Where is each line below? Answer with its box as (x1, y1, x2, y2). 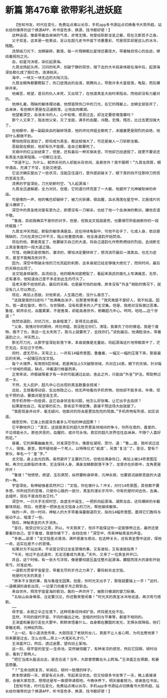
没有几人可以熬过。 (5, 287, 39, 292)
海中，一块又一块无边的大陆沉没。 (11, 75, 71, 80)
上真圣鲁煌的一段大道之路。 (5, 245, 54, 250)
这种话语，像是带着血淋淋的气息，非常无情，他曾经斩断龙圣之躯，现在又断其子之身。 (11, 33, 161, 38)
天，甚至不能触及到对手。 (5, 255, 50, 260)
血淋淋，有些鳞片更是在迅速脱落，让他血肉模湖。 (5, 107, 91, 112)
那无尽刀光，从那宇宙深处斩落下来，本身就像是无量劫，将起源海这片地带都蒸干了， (11, 340, 157, 345)
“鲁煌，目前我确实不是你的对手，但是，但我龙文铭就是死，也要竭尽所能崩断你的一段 (11, 218, 159, 223)
